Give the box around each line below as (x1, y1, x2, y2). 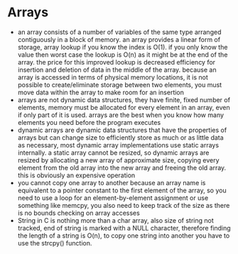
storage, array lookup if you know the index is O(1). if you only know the (17, 43, 228, 51)
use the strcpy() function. (17, 238, 92, 247)
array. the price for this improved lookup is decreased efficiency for (17, 57, 215, 66)
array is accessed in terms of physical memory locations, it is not (17, 72, 208, 82)
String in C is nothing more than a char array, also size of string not (17, 216, 215, 224)
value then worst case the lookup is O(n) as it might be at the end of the (17, 50, 228, 59)
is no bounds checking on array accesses (17, 209, 140, 217)
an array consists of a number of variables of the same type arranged (17, 28, 222, 36)
